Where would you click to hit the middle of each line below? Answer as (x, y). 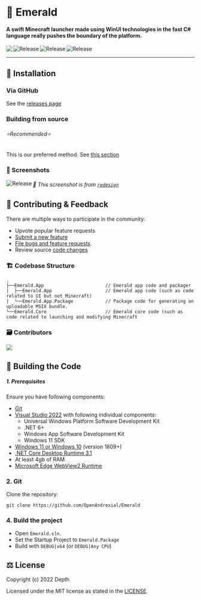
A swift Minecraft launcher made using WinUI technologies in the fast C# (99, 29)
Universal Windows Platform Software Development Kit (92, 421)
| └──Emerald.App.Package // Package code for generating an (100, 301)
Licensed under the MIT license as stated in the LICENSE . (77, 591)
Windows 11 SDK (44, 440)
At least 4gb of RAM (40, 459)
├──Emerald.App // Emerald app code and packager (99, 286)
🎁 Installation (31, 73)
